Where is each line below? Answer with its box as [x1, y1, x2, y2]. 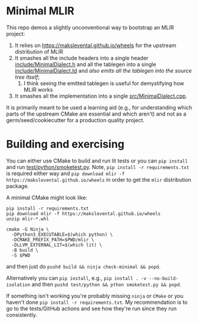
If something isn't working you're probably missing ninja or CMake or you [6, 292, 184, 299]
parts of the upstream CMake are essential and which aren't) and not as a [6, 110, 187, 117]
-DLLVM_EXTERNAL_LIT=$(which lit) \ [11, 242, 102, 248]
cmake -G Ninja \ [6, 226, 49, 232]
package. [6, 182, 29, 189]
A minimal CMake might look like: [6, 194, 87, 201]
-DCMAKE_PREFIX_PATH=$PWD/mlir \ [11, 236, 95, 242]
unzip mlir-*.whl [6, 216, 49, 222]
